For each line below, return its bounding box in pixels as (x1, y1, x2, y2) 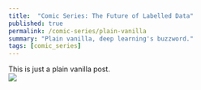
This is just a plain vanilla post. (8, 64, 111, 74)
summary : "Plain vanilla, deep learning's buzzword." (8, 34, 195, 43)
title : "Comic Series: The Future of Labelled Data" (8, 11, 195, 20)
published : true (8, 19, 63, 28)
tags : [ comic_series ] (8, 42, 82, 50)
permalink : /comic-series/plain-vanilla (8, 27, 148, 35)
